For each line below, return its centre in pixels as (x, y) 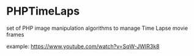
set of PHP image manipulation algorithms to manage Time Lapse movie (97, 28)
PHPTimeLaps (43, 11)
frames (15, 34)
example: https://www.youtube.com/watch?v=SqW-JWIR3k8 (83, 46)
